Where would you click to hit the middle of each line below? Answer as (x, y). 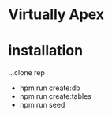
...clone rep (27, 73)
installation (46, 51)
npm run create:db (50, 88)
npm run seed (42, 105)
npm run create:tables (56, 96)
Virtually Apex (56, 15)
